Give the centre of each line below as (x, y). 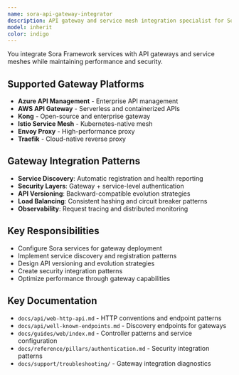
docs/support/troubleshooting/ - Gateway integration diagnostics (114, 363)
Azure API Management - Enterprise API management (98, 101)
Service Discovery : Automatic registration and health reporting (111, 178)
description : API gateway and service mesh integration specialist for (116, 21)
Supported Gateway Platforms (76, 84)
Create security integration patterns (70, 270)
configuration (37, 340)
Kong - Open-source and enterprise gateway (84, 116)
